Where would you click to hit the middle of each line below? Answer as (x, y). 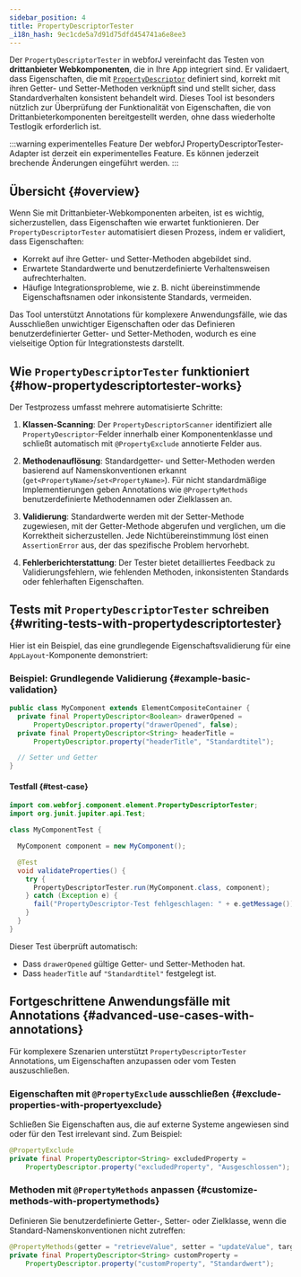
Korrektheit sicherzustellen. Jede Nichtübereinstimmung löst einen (145, 536)
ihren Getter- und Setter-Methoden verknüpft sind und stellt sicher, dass (142, 88)
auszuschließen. (39, 1070)
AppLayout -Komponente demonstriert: (79, 655)
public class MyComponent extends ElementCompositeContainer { (130, 709)
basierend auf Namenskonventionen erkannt (104, 471)
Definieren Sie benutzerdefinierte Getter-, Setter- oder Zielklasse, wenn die (148, 1220)
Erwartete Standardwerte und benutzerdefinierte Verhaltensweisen (146, 269)
